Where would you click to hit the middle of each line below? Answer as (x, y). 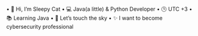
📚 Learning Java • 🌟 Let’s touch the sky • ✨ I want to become (84, 18)
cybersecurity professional (40, 27)
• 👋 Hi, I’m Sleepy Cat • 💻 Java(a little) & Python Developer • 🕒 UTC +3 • (99, 9)
